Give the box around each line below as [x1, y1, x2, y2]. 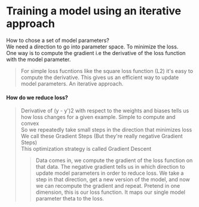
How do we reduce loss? [6, 94, 69, 101]
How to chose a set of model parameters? [6, 36, 109, 44]
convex [20, 120, 39, 127]
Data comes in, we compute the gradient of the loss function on [35, 157, 193, 164]
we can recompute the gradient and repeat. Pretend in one [35, 182, 180, 190]
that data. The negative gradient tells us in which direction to [35, 163, 185, 171]
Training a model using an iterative [6, 4, 182, 18]
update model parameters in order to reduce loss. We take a [35, 169, 184, 177]
